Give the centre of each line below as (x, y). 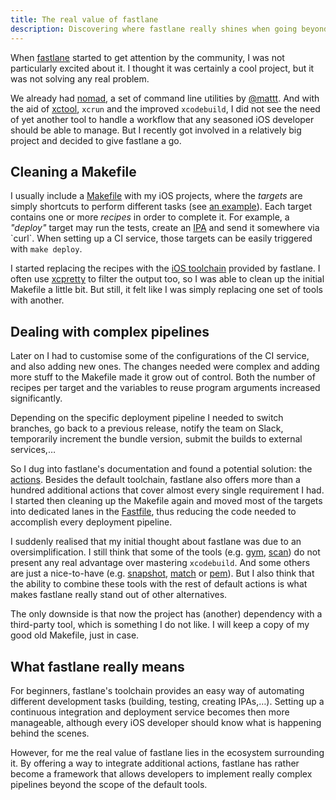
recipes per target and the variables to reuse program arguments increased (165, 388)
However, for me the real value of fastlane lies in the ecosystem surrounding (167, 752)
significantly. (36, 398)
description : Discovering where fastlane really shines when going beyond (169, 29)
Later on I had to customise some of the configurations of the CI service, (160, 356)
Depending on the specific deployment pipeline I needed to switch (147, 418)
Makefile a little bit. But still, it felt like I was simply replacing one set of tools (166, 290)
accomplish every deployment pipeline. (91, 522)
